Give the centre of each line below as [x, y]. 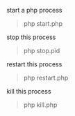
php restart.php [46, 78]
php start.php [43, 23]
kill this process [29, 91]
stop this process [31, 37]
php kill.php [40, 105]
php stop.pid [42, 51]
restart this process [34, 64]
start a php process [35, 10]
